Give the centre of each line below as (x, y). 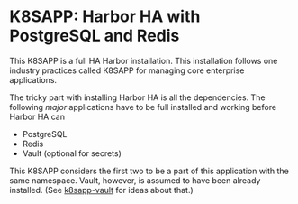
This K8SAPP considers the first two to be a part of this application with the (149, 171)
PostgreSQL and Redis (95, 36)
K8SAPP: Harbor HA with (105, 17)
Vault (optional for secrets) (72, 153)
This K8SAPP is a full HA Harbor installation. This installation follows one (144, 60)
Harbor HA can (37, 116)
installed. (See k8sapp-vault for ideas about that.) (101, 190)
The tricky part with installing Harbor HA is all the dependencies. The (137, 97)
